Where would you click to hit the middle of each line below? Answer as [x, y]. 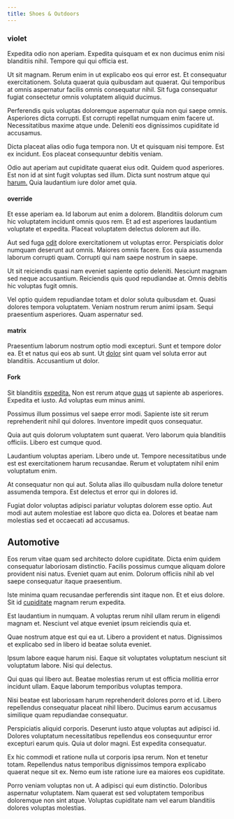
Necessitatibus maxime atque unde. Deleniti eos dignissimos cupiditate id [113, 125]
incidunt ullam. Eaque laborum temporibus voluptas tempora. [95, 686]
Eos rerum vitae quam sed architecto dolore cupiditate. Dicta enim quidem [114, 559]
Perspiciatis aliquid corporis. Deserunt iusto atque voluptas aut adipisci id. [114, 729]
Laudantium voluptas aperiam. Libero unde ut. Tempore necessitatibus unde [117, 456]
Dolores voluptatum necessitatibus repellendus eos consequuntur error [110, 736]
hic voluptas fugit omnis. [43, 286]
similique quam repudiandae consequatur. [67, 715]
